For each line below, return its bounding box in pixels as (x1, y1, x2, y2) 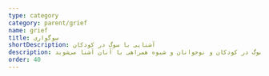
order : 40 (8, 56, 42, 64)
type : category (8, 11, 59, 20)
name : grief (8, 26, 48, 34)
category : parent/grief (8, 19, 88, 27)
